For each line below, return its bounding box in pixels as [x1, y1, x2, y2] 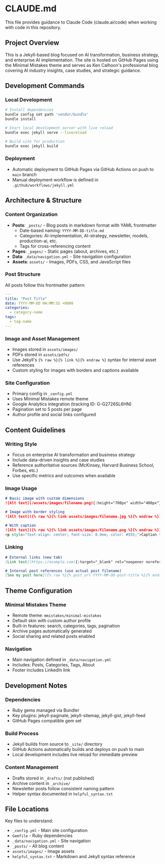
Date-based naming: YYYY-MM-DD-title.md [19, 227, 104, 233]
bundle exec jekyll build [5, 144, 58, 148]
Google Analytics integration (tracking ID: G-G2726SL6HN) [12, 401, 132, 407]
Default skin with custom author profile [12, 618, 91, 624]
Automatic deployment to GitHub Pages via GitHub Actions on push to [12, 166, 154, 172]
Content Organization [5, 211, 58, 218]
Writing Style [5, 440, 37, 447]
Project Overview [5, 39, 59, 47]
